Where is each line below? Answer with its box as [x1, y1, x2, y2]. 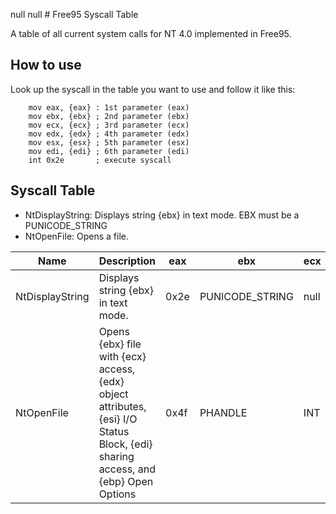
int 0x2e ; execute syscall [28, 155, 172, 165]
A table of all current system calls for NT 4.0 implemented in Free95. [10, 28, 292, 39]
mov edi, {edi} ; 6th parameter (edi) [28, 146, 190, 156]
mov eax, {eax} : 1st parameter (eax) [28, 102, 190, 113]
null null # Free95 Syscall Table [10, 9, 139, 20]
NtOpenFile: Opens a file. [24, 230, 130, 242]
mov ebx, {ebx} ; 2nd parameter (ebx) [28, 111, 190, 121]
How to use [10, 57, 82, 74]
